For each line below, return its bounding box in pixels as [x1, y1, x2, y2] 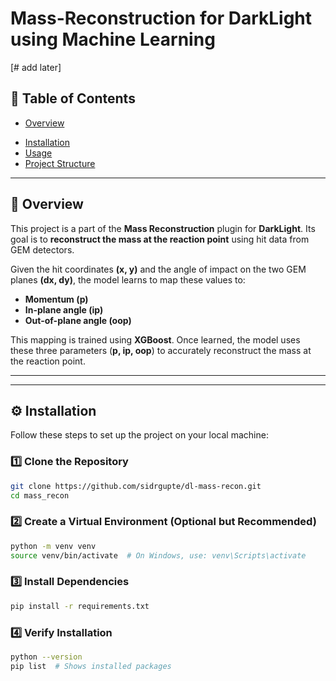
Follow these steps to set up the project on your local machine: [10, 429, 269, 441]
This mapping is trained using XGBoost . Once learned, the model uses [10, 333, 301, 346]
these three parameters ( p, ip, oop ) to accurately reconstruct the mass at [10, 344, 312, 356]
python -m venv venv [10, 541, 97, 551]
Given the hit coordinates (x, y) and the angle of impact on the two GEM [10, 263, 307, 275]
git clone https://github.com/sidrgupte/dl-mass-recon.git [10, 481, 262, 491]
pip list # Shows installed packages [10, 661, 172, 671]
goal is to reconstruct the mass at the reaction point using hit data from [10, 233, 310, 245]
